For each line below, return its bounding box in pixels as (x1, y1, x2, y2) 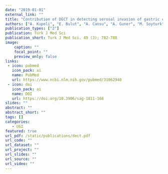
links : (5, 59, 19, 64)
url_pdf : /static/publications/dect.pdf (5, 133, 91, 138)
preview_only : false (14, 54, 57, 59)
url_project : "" (5, 147, 39, 152)
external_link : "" (5, 12, 43, 17)
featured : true (5, 128, 37, 133)
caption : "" (14, 45, 39, 50)
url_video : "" (5, 161, 35, 166)
